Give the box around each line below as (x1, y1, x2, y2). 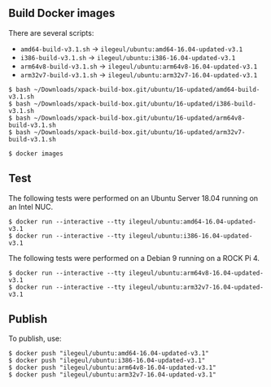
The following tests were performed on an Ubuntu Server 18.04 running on (8, 193, 259, 202)
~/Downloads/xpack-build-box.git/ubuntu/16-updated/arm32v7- (33, 128, 246, 137)
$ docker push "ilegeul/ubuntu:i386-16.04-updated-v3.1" (8, 357, 206, 365)
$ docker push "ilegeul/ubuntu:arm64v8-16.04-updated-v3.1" (8, 363, 217, 372)
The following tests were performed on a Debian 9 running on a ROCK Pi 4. (8, 253, 260, 263)
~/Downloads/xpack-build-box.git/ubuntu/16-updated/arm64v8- (33, 114, 246, 122)
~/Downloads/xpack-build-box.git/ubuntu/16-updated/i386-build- (33, 99, 256, 108)
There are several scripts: (8, 28, 94, 37)
